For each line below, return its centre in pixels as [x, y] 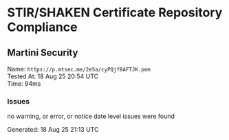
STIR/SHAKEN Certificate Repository [115, 13]
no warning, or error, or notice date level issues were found [91, 116]
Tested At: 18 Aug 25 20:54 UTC [53, 76]
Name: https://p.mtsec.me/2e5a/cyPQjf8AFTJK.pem [79, 69]
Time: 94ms [24, 83]
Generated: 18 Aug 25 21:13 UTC [53, 130]
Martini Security [43, 52]
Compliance [42, 27]
